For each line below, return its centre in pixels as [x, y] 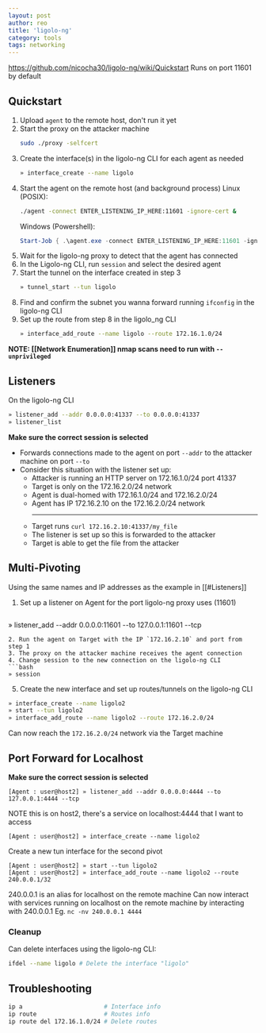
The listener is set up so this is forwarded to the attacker [123, 534]
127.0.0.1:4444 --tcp [44, 799]
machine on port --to [55, 461]
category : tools [35, 38]
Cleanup [25, 931]
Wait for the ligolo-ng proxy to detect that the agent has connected [129, 256]
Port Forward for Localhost [76, 758]
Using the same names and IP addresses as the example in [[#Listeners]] [127, 587]
